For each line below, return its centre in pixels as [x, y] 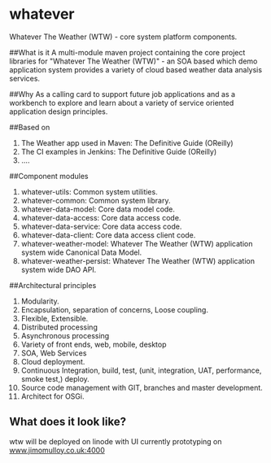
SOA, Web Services [54, 353]
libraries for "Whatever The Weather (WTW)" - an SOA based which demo [133, 61]
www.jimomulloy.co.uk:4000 [57, 450]
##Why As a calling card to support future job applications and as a [122, 94]
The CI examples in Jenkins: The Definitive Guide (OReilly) [119, 151]
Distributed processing [59, 327]
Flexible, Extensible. [55, 318]
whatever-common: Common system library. [96, 200]
